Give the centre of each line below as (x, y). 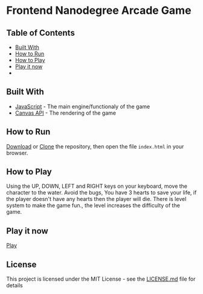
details (14, 286)
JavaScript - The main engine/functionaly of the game (82, 106)
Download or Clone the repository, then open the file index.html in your (95, 146)
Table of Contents (41, 33)
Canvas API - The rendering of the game (66, 113)
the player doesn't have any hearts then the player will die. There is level (96, 199)
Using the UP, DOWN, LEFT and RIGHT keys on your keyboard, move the (97, 186)
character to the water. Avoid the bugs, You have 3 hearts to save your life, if (101, 193)
